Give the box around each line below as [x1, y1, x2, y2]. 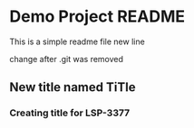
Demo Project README [9, 6, 186, 27]
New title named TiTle [9, 79, 136, 96]
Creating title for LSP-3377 [9, 106, 131, 119]
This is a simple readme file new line [9, 36, 145, 47]
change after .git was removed [9, 53, 124, 64]
